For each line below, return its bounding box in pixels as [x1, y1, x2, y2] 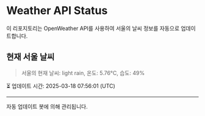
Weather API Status [6, 4, 108, 18]
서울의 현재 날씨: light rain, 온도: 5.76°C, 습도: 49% [21, 69, 145, 76]
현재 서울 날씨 [6, 52, 55, 62]
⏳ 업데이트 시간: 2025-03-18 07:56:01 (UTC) [6, 82, 116, 89]
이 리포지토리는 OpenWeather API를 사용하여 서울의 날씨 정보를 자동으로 [6, 24, 180, 32]
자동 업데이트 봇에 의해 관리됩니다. [6, 103, 88, 110]
